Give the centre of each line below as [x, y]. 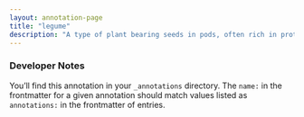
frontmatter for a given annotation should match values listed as [128, 94]
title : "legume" [40, 26]
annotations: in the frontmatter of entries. [87, 104]
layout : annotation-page [56, 18]
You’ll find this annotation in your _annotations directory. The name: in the [146, 85]
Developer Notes [47, 66]
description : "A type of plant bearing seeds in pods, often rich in [143, 34]
